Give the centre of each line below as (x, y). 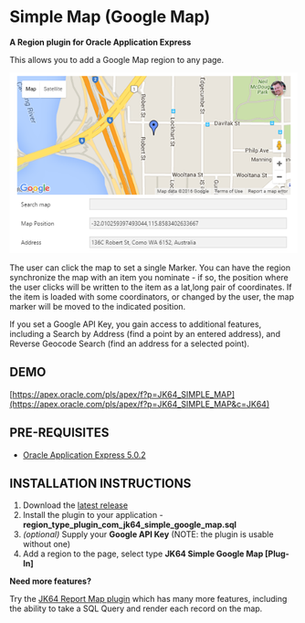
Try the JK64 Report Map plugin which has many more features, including (148, 599)
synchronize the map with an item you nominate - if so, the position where (149, 277)
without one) (47, 544)
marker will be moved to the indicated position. (98, 306)
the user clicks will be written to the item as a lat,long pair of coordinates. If (151, 287)
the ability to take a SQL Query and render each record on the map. (136, 608)
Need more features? (50, 581)
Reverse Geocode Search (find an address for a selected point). (129, 343)
